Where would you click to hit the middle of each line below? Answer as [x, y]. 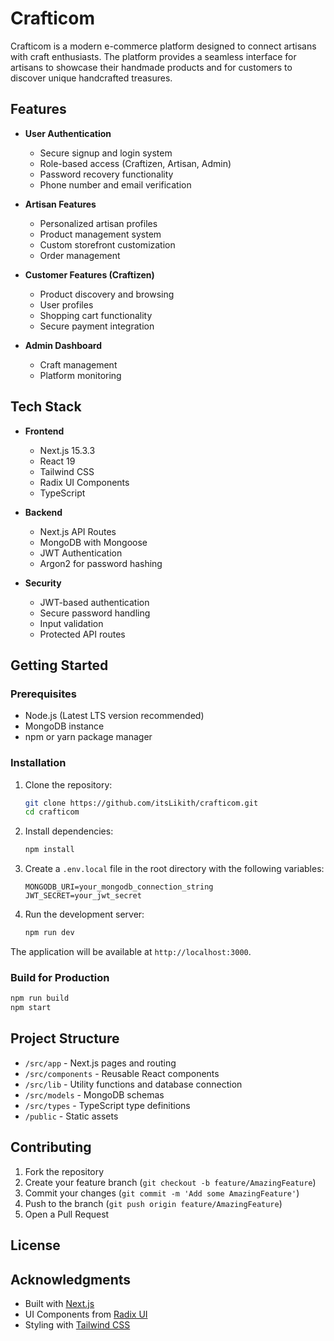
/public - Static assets [71, 1116]
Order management [80, 255]
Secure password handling [95, 613]
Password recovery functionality [106, 174]
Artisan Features [60, 204]
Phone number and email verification [115, 184]
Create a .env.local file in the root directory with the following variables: [174, 869]
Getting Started [59, 665]
